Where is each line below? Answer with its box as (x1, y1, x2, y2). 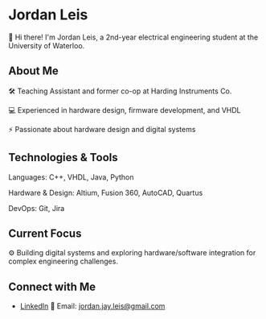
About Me (8, 64, 59, 78)
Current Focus (8, 226, 82, 240)
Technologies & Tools (8, 151, 118, 164)
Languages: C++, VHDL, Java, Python (8, 172, 134, 182)
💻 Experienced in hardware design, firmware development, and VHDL (8, 105, 241, 114)
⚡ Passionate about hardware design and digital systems (8, 124, 196, 134)
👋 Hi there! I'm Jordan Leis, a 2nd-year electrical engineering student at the (8, 32, 259, 42)
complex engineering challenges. (8, 256, 119, 267)
